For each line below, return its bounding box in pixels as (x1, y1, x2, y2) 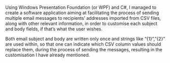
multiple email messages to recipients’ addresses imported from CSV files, (5, 15, 161, 21)
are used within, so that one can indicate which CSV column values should (5, 41, 161, 47)
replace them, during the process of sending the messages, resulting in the (5, 47, 162, 52)
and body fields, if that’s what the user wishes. (5, 26, 103, 32)
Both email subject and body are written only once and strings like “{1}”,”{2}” (5, 36, 165, 42)
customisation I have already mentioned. (5, 52, 90, 58)
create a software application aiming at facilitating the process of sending (5, 10, 159, 16)
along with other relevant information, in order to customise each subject (5, 20, 157, 26)
